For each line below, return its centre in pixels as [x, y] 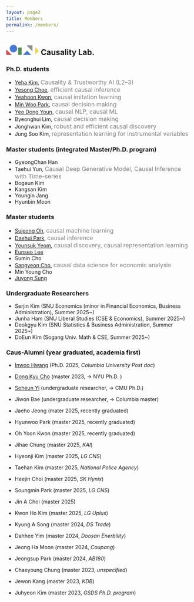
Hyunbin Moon [33, 202]
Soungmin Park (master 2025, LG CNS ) [62, 490]
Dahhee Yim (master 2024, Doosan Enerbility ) [70, 536]
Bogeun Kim [29, 183]
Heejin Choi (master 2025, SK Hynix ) [59, 479]
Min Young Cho [33, 272]
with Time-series [38, 176]
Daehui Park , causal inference [54, 238]
